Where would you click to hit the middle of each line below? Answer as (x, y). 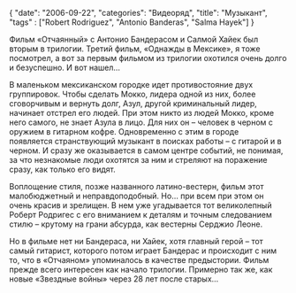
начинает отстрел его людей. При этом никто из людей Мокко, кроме (142, 113)
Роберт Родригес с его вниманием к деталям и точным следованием (140, 215)
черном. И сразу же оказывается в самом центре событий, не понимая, (146, 150)
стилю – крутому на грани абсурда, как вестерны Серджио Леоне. (136, 224)
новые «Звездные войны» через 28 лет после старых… (114, 279)
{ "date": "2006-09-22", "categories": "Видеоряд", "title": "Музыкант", (138, 13)
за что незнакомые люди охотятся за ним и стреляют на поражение (138, 160)
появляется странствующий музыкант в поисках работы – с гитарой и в (145, 141)
